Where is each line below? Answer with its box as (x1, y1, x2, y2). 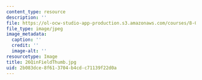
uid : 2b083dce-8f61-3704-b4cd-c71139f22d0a (6, 64, 117, 71)
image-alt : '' (11, 48, 47, 54)
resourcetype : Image (6, 54, 58, 60)
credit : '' (11, 43, 39, 49)
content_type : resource (6, 8, 66, 15)
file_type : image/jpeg (6, 25, 63, 32)
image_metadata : (6, 31, 47, 37)
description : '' (6, 14, 47, 20)
